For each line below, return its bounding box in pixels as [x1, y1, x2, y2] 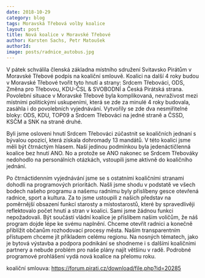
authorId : [6, 44, 32, 50]
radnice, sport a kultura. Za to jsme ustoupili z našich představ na [6, 194, 171, 201]
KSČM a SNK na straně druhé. [6, 118, 83, 125]
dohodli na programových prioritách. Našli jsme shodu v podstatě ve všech [6, 180, 196, 188]
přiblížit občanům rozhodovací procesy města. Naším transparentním [6, 226, 181, 234]
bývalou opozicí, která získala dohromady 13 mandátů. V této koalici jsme [6, 136, 191, 144]
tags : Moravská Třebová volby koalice [6, 20, 105, 26]
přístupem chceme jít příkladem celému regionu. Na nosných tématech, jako [6, 233, 199, 240]
